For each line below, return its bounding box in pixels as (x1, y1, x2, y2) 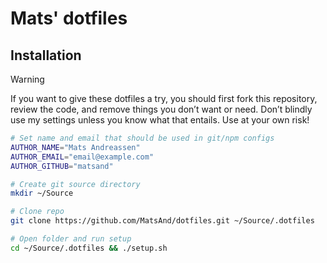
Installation (10, 47, 82, 64)
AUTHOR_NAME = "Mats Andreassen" (10, 142, 141, 152)
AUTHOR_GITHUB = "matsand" (10, 161, 114, 171)
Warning (10, 73, 45, 85)
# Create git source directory (10, 179, 141, 189)
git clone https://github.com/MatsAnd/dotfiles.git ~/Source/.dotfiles (10, 216, 315, 226)
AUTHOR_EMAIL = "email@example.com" (10, 152, 155, 162)
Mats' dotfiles (10, 7, 128, 30)
